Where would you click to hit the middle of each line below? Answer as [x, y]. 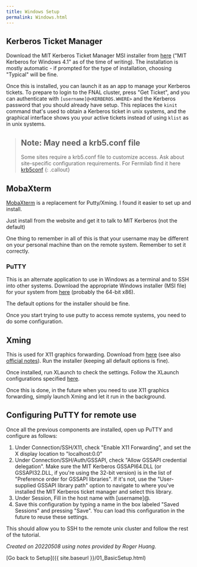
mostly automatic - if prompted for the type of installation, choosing [89, 68]
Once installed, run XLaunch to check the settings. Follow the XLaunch [93, 372]
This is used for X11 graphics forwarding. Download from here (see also [93, 355]
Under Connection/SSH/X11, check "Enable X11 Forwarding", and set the [103, 447]
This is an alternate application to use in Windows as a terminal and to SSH [98, 280]
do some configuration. [35, 321]
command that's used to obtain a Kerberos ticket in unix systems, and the [96, 111]
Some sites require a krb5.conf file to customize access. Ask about [102, 157]
